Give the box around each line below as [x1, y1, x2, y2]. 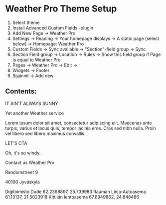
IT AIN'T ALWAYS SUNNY [5, 100, 58, 106]
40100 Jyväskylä [5, 178, 40, 185]
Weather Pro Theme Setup [5, 3, 117, 14]
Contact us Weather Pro [5, 159, 55, 165]
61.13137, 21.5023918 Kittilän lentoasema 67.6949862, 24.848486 [5, 193, 140, 200]
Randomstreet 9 [5, 169, 38, 175]
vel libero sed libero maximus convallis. [5, 130, 86, 136]
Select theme [12, 19, 40, 25]
